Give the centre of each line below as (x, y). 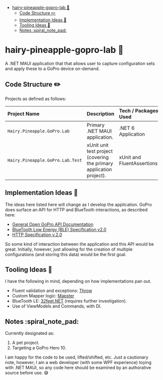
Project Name (24, 113)
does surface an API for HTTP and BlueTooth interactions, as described (76, 210)
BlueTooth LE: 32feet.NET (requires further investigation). (69, 301)
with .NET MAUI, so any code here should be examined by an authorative (78, 368)
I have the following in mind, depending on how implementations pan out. (78, 281)
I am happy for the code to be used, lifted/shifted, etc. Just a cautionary (77, 357)
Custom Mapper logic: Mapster (43, 296)
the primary (100, 163)
